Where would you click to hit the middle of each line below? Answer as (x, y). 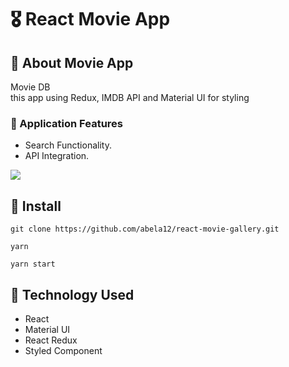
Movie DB (30, 87)
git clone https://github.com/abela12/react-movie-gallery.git (145, 229)
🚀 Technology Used (72, 294)
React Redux (51, 340)
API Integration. (57, 156)
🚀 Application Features (66, 123)
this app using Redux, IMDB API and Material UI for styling (130, 97)
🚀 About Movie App (72, 62)
